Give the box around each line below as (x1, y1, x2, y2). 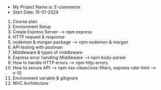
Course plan (12, 19, 37, 24)
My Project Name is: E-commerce (12, 4, 81, 10)
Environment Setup (12, 24, 52, 30)
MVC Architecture (12, 80, 49, 86)
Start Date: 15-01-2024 (12, 9, 59, 15)
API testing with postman (12, 45, 63, 50)
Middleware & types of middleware (12, 49, 83, 55)
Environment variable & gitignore (12, 75, 78, 81)
